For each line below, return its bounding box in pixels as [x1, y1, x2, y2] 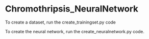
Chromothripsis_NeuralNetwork [5, 3, 139, 14]
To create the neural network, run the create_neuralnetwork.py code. [5, 28, 145, 34]
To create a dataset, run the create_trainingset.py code [5, 19, 116, 25]
